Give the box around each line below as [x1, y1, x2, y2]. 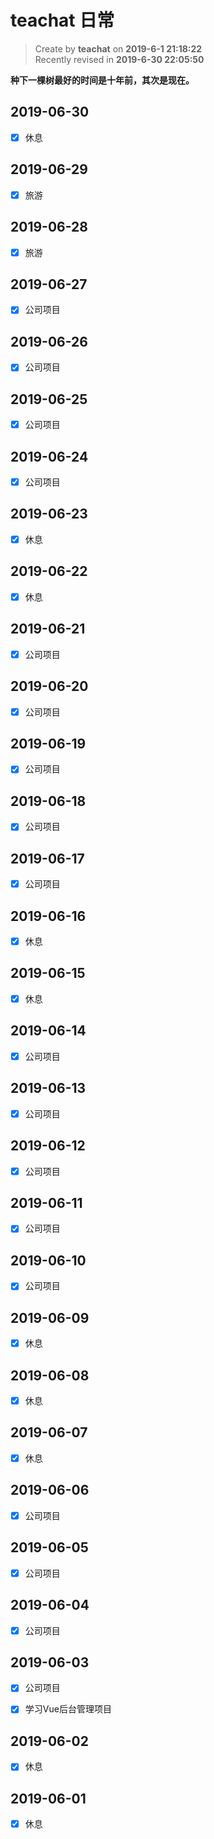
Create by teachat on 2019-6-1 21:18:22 [34, 42, 203, 55]
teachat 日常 [10, 9, 115, 32]
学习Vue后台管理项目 [24, 1703, 112, 1715]
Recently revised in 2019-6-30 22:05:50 [34, 53, 205, 65]
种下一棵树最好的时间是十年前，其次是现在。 [10, 74, 195, 86]
